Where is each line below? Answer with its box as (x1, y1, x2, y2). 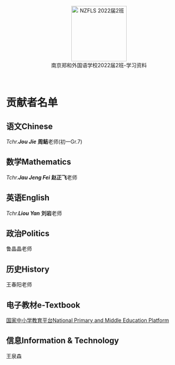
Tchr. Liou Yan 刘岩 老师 (6, 210, 62, 217)
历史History (6, 264, 50, 274)
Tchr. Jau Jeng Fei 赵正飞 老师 (6, 174, 78, 181)
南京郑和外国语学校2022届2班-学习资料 (51, 62, 147, 69)
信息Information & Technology (6, 335, 119, 346)
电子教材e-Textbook (6, 300, 81, 310)
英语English (6, 193, 50, 203)
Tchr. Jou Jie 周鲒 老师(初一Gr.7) (6, 138, 82, 145)
